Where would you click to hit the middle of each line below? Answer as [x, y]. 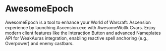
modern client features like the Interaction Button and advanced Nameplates [83, 33]
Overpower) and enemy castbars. [39, 43]
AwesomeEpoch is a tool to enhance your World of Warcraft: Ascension [78, 22]
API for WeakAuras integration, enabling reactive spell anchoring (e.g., [77, 38]
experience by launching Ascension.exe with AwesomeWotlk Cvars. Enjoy [81, 27]
